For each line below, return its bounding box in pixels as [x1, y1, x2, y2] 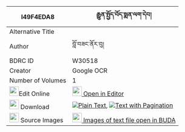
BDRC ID [9, 57, 35, 65]
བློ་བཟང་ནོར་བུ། [72, 40, 104, 48]
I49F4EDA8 [21, 12, 55, 21]
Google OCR [72, 67, 108, 74]
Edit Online [19, 90, 50, 97]
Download [20, 103, 50, 111]
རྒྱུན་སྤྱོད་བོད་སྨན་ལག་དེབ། [96, 10, 152, 19]
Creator [9, 67, 32, 74]
